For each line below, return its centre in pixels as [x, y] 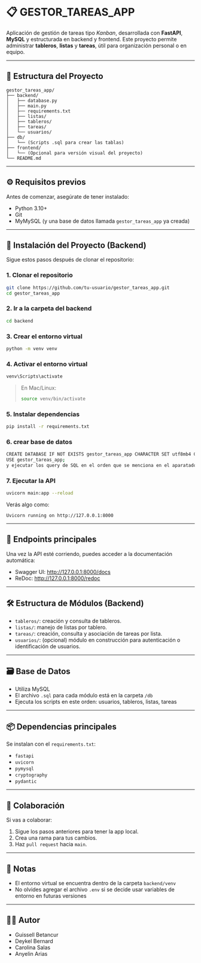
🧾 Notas [21, 869]
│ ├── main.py [26, 106]
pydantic [26, 782]
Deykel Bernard [34, 941]
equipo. [16, 51]
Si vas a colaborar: [29, 820]
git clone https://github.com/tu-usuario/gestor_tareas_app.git [88, 288]
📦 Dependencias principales [61, 726]
